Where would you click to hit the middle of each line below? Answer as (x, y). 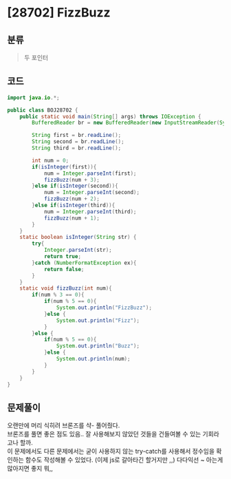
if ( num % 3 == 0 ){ (58, 295)
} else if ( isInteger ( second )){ (75, 186)
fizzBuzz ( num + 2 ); (71, 199)
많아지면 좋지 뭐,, (30, 469)
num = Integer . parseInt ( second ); (91, 193)
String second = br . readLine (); (78, 142)
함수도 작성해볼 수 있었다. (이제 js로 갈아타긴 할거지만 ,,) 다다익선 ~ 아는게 (124, 460)
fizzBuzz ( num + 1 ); (71, 218)
